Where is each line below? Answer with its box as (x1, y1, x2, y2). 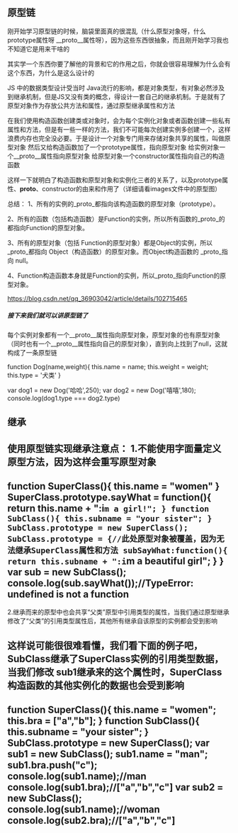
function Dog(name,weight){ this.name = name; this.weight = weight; (7, 362, 209, 370)
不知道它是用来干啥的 (7, 45, 69, 53)
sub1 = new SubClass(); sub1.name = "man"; (7, 748, 208, 760)
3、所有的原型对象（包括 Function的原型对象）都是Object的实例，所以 (7, 238, 212, 246)
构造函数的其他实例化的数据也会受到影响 (7, 679, 184, 691)
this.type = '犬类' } (7, 370, 62, 379)
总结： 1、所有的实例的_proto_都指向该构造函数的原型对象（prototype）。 (7, 199, 220, 208)
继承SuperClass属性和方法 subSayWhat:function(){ (15, 545, 228, 555)
